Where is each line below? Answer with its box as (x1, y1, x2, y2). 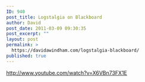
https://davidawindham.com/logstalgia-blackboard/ (11, 48, 140, 53)
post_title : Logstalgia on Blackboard (6, 14, 102, 20)
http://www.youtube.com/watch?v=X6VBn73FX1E (6, 69, 128, 76)
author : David (6, 20, 42, 26)
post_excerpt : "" (6, 31, 49, 37)
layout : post (6, 36, 39, 42)
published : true (6, 53, 46, 59)
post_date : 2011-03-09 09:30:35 (6, 25, 86, 31)
